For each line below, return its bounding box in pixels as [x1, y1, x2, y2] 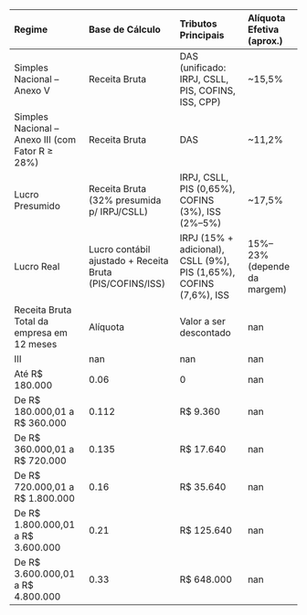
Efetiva [248, 23, 280, 36]
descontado [179, 326, 231, 339]
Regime [14, 23, 48, 36]
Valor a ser [179, 315, 226, 327]
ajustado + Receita [88, 255, 169, 267]
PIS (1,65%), [179, 266, 236, 278]
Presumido [14, 200, 61, 212]
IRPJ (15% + [179, 232, 234, 244]
